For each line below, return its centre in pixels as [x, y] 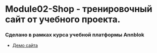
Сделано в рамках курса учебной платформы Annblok [75, 35]
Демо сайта [25, 46]
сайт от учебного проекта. [63, 19]
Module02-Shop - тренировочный [79, 9]
